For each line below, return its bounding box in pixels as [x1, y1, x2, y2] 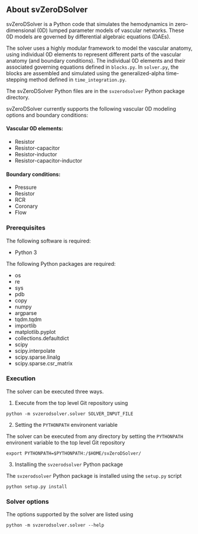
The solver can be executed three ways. [6, 388, 104, 395]
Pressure [14, 184, 37, 191]
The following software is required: [6, 237, 91, 245]
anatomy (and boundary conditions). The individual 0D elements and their [6, 57, 186, 64]
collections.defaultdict [14, 334, 69, 342]
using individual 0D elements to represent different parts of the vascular [6, 50, 181, 58]
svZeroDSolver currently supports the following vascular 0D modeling [6, 105, 176, 112]
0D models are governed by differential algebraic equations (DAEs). [6, 33, 171, 40]
